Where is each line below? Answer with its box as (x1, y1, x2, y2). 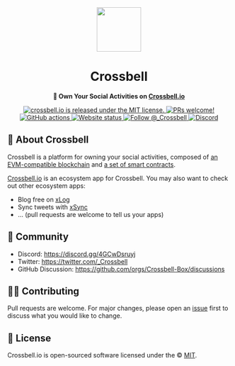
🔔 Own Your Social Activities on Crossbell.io (52, 91, 185, 100)
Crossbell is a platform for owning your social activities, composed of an (7, 152, 218, 161)
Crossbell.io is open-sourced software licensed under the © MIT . (7, 351, 197, 360)
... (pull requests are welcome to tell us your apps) (17, 210, 164, 218)
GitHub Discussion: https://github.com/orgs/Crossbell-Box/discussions (17, 265, 225, 273)
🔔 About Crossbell (7, 134, 89, 146)
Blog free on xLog (17, 195, 70, 204)
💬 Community (7, 231, 69, 243)
